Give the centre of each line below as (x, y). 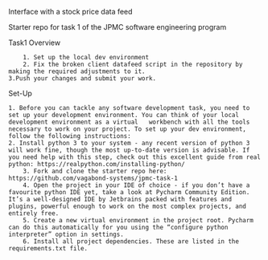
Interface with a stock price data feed (70, 12)
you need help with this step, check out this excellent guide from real (135, 157)
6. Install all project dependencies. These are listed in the (131, 242)
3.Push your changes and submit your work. (82, 79)
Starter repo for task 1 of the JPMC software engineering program (118, 27)
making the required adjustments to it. (77, 71)
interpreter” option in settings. (66, 234)
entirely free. (34, 213)
